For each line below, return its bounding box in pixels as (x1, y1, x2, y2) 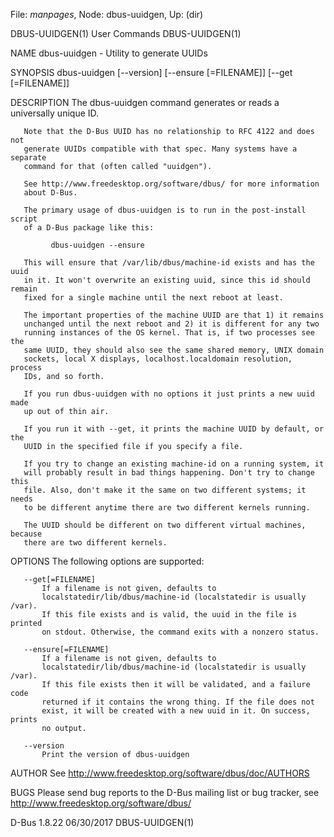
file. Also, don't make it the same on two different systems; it (23, 485, 307, 495)
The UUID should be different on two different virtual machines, (23, 520, 307, 530)
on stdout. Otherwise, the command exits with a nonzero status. (41, 627, 320, 637)
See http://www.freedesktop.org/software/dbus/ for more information (23, 179, 320, 189)
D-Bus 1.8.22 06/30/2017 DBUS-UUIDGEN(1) (10, 817, 195, 828)
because (10, 529, 43, 539)
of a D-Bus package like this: (23, 223, 155, 233)
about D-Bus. (23, 188, 78, 198)
